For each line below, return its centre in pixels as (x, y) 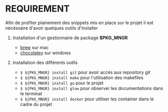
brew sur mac (34, 47)
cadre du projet (36, 104)
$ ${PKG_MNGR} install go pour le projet (62, 83)
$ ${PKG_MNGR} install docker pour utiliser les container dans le (87, 99)
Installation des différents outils (45, 62)
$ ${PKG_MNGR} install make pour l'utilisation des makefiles (82, 77)
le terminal (31, 93)
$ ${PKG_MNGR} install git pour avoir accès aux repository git (85, 72)
